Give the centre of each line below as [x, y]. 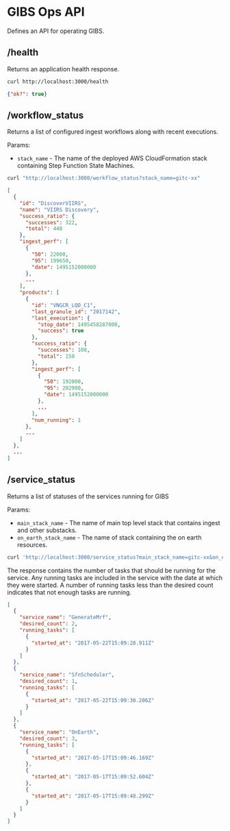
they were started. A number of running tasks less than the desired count [110, 585]
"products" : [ [39, 293]
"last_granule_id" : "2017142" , [76, 312]
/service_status [41, 480]
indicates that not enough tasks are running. [69, 592]
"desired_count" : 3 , [49, 738]
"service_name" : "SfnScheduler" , [67, 675]
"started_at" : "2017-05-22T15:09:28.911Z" [93, 643]
